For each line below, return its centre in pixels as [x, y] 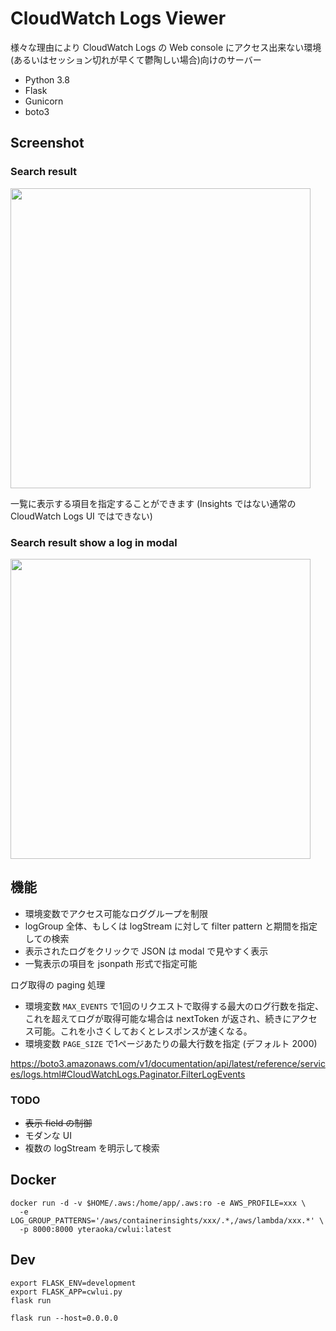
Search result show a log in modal [94, 542]
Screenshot [47, 143]
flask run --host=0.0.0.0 [64, 1318]
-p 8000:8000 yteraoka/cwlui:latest [95, 1229]
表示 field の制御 [58, 1123]
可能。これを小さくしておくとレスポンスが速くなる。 [143, 1031]
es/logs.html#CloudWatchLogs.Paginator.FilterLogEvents [128, 1074]
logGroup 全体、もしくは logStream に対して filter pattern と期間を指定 [171, 926]
